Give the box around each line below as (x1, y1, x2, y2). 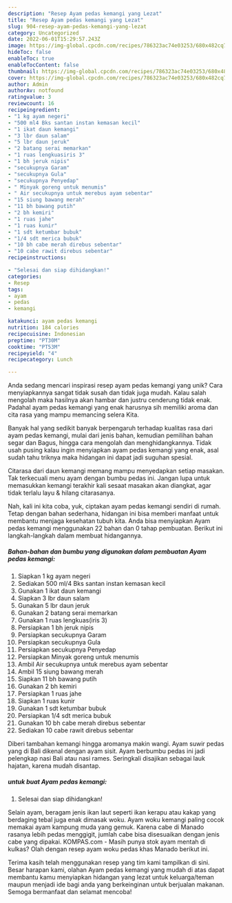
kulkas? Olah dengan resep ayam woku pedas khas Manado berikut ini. (8, 845, 209, 853)
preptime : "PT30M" (8, 336, 61, 344)
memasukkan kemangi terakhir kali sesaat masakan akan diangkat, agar (8, 482, 212, 490)
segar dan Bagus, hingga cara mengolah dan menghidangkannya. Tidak (8, 439, 212, 447)
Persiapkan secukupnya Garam (17, 631, 107, 639)
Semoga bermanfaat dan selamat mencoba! (8, 888, 132, 896)
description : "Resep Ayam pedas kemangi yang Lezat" (8, 10, 162, 17)
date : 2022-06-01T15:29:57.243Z (8, 36, 101, 43)
